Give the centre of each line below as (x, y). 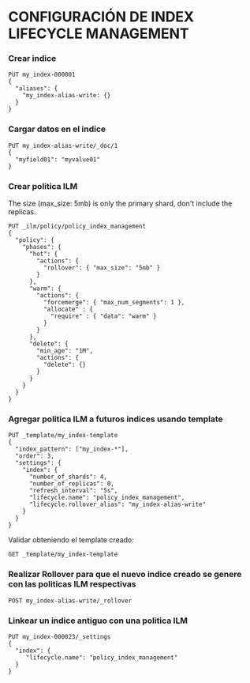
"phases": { (42, 247)
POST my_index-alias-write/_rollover (70, 601)
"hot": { (43, 254)
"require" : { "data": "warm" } (103, 316)
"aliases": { (37, 89)
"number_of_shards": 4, (68, 477)
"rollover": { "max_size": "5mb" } (101, 268)
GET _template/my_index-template (63, 555)
